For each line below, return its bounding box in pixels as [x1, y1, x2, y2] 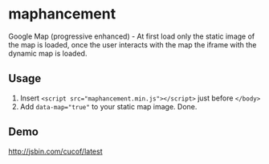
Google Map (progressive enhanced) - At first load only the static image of [8, 31, 255, 41]
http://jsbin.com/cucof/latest [8, 146, 103, 156]
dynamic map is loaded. [8, 48, 88, 58]
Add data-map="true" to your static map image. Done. [19, 101, 198, 111]
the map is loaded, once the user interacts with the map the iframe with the [8, 39, 257, 49]
